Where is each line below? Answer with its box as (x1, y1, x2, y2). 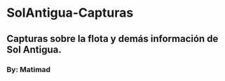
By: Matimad (6, 64, 50, 74)
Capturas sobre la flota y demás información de (6, 33, 219, 45)
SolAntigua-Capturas (6, 5, 134, 21)
